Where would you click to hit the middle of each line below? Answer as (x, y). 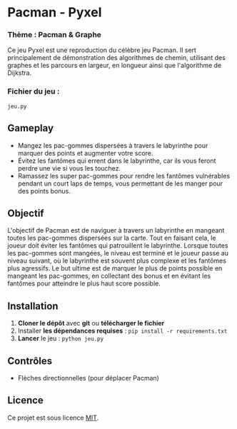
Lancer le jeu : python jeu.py (61, 338)
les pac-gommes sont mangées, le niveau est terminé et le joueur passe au (118, 253)
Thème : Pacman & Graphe (55, 35)
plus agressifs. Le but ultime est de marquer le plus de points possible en (115, 268)
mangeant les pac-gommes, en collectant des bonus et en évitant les (109, 276)
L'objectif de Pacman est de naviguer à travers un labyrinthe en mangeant (116, 231)
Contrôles (30, 361)
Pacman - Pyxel (55, 12)
